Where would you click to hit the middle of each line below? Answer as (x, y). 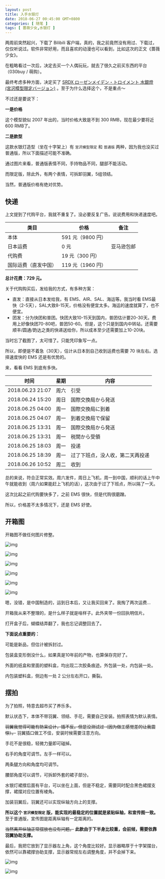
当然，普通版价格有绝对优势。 (35, 184)
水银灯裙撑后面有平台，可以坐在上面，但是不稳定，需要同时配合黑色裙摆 (78, 785)
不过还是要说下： (22, 99)
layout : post (18, 10)
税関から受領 (85, 437)
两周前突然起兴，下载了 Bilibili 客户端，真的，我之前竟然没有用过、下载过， (81, 43)
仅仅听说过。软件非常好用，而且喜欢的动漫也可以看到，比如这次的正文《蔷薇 (82, 49)
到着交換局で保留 (90, 418)
